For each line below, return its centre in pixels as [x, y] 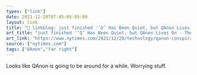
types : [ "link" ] [26, 11]
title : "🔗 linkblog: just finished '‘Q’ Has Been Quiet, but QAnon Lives [98, 28]
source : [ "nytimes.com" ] [36, 44]
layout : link [22, 22]
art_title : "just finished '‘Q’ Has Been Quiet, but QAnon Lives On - [94, 33]
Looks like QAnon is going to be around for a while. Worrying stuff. [86, 66]
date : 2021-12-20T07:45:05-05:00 [47, 17]
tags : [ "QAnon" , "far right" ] [42, 49]
